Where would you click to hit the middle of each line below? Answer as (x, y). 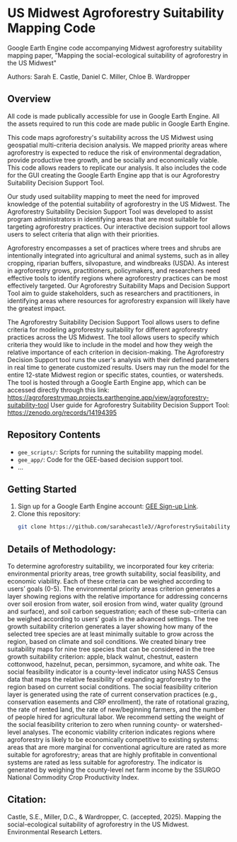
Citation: (27, 800)
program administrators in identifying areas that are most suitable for (108, 219)
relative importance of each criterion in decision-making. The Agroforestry (116, 352)
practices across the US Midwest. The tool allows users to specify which (113, 337)
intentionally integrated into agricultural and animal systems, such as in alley (118, 255)
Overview (29, 99)
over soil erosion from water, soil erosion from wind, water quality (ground (115, 604)
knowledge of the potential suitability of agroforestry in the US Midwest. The (119, 204)
